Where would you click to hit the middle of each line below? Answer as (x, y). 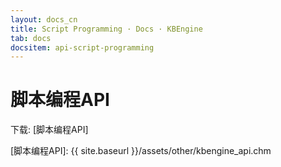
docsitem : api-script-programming (82, 47)
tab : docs (31, 38)
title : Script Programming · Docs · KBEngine (106, 29)
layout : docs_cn (44, 19)
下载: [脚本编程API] (49, 130)
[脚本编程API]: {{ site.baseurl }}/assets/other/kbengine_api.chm (141, 151)
